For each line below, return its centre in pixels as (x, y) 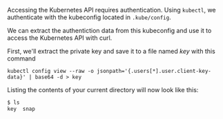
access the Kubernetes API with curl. (60, 38)
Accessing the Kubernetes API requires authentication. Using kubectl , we (111, 10)
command (21, 58)
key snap (21, 109)
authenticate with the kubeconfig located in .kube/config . (89, 17)
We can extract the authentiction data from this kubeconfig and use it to (109, 31)
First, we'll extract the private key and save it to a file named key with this (111, 51)
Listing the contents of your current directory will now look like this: (103, 90)
